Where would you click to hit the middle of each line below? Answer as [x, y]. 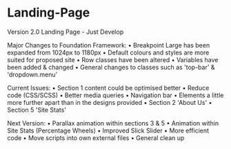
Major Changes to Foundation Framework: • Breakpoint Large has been [109, 45]
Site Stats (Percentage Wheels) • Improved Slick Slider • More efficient [108, 130]
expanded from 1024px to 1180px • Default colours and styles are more [108, 52]
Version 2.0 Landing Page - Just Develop [66, 32]
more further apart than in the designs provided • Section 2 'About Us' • [110, 102]
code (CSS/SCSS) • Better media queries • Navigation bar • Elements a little [115, 95]
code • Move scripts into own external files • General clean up [96, 138]
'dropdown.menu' [32, 74]
